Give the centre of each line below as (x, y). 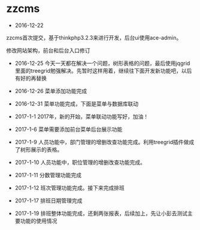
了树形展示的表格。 (39, 150)
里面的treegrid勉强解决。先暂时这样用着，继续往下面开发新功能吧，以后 (103, 70)
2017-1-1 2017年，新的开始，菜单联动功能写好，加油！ (81, 117)
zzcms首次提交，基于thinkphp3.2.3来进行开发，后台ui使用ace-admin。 (94, 37)
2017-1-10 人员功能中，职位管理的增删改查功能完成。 (80, 162)
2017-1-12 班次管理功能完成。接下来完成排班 (69, 187)
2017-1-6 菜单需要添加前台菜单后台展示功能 (69, 129)
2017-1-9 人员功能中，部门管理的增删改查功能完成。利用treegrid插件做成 (104, 142)
